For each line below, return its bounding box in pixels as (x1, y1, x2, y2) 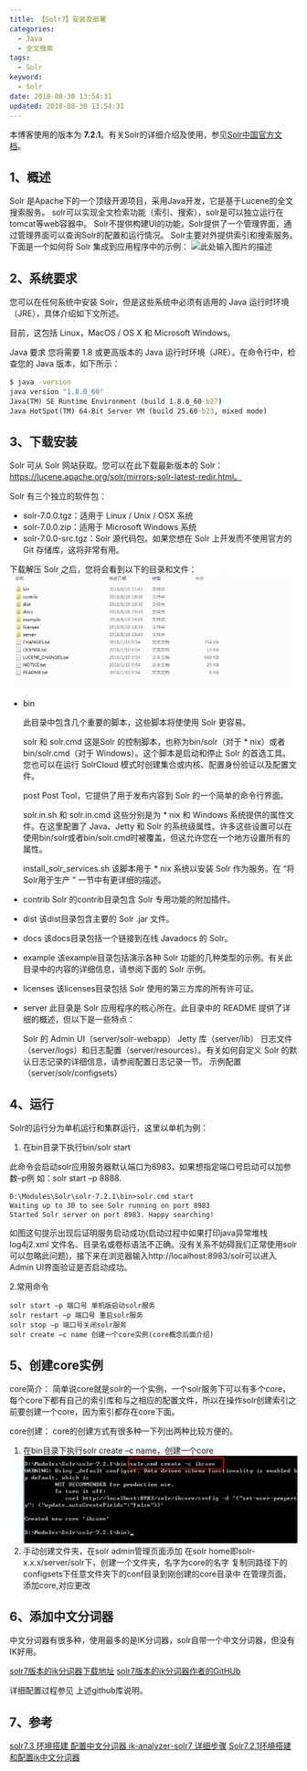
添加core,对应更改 (22, 1579, 91, 1590)
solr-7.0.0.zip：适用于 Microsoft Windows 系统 (22, 522, 197, 533)
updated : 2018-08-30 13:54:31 (9, 101, 125, 111)
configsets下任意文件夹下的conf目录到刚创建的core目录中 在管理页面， (22, 1568, 291, 1579)
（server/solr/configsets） (22, 1067, 122, 1078)
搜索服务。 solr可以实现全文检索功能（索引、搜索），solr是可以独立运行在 (9, 207, 284, 218)
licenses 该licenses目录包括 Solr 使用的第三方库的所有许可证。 (22, 982, 259, 993)
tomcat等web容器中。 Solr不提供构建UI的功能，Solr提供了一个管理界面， (9, 218, 284, 229)
